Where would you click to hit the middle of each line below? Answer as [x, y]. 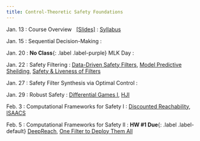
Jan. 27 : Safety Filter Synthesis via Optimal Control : [72, 83]
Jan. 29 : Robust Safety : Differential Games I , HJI [68, 94]
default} [16, 131]
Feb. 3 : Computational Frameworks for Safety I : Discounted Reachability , [98, 106]
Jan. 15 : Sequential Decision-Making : [54, 41]
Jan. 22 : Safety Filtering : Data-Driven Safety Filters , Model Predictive [94, 64]
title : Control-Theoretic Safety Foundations [65, 12]
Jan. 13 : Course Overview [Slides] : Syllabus [64, 29]
